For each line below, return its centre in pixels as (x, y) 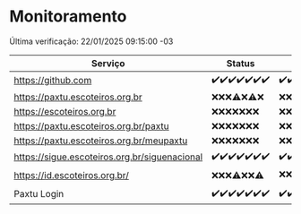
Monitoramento (68, 17)
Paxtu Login (39, 194)
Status (241, 63)
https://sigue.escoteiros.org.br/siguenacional (108, 157)
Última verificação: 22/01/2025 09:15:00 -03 (91, 41)
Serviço (108, 63)
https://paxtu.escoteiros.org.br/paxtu (92, 125)
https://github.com (53, 81)
